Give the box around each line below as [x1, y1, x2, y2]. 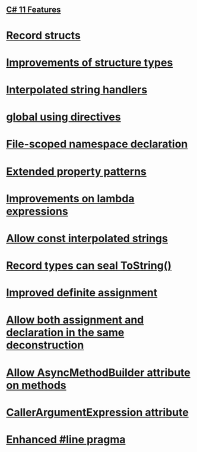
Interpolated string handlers [6, 83, 148, 96]
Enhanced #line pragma [6, 433, 126, 447]
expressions [6, 205, 68, 218]
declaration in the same [6, 326, 125, 340]
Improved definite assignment [6, 286, 158, 300]
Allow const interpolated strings [6, 231, 168, 245]
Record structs [6, 29, 81, 42]
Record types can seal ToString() [6, 259, 172, 272]
